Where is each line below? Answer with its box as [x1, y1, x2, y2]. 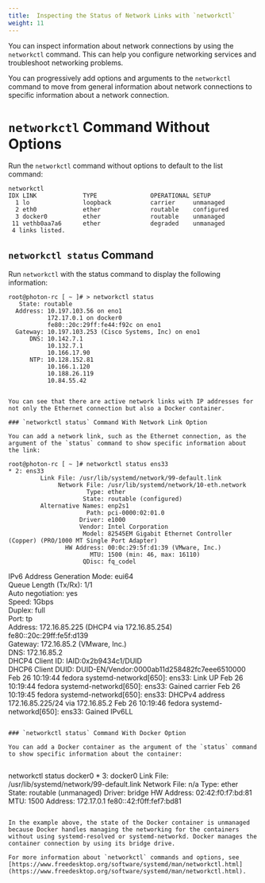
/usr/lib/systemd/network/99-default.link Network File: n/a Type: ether [8, 780, 239, 789]
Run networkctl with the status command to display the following [8, 270, 221, 279]
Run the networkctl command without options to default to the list [8, 161, 224, 171]
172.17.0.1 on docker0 [47, 314, 123, 322]
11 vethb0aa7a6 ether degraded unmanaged [11, 220, 225, 228]
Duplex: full [8, 605, 46, 615]
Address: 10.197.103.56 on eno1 [15, 307, 123, 315]
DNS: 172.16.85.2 [8, 648, 63, 657]
